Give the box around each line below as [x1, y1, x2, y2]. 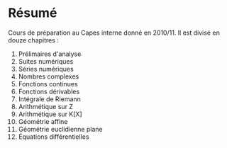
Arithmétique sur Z [18, 102, 74, 110]
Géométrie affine [18, 117, 68, 125]
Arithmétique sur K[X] [18, 110, 82, 118]
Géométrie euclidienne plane [18, 125, 103, 133]
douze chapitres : [8, 35, 60, 44]
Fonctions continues [18, 79, 78, 88]
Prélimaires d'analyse [18, 50, 82, 58]
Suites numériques [18, 57, 74, 65]
